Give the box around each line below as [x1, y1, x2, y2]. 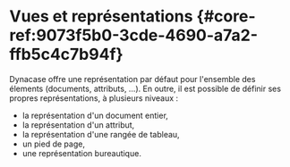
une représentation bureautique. [21, 147, 141, 158]
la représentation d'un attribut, [21, 119, 135, 130]
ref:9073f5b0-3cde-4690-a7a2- [9, 25, 258, 46]
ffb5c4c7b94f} [9, 45, 124, 64]
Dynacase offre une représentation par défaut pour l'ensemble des [9, 73, 256, 84]
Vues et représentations [9, 6, 193, 27]
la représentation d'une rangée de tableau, [21, 129, 181, 139]
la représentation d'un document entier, [21, 110, 168, 121]
